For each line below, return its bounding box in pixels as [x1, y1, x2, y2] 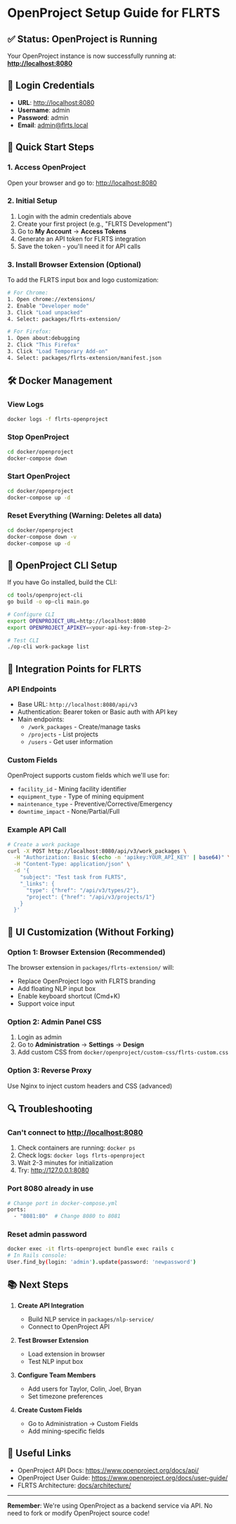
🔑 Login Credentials [7, 80, 95, 92]
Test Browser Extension [17, 1336, 89, 1344]
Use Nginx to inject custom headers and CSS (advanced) [7, 1081, 173, 1090]
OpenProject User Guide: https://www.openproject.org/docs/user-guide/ [17, 1473, 228, 1482]
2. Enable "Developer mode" [7, 302, 90, 310]
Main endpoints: [17, 715, 65, 724]
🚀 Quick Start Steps [7, 141, 95, 153]
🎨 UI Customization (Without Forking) [7, 926, 174, 938]
